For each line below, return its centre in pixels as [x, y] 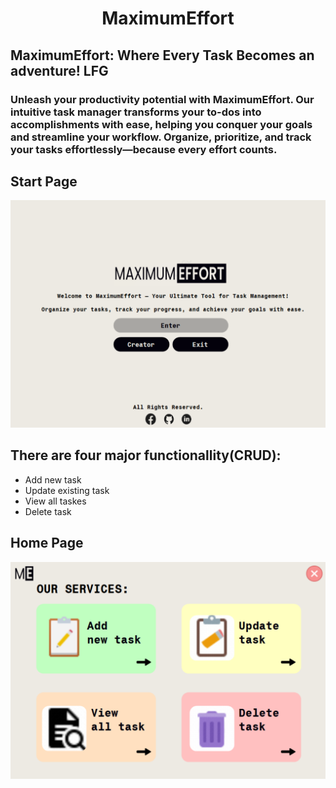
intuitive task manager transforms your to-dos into [136, 112]
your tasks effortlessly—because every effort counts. [144, 149]
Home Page [47, 543]
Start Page [44, 181]
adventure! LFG [59, 70]
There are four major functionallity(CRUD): [146, 455]
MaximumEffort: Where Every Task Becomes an [162, 55]
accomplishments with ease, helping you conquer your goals [161, 124]
